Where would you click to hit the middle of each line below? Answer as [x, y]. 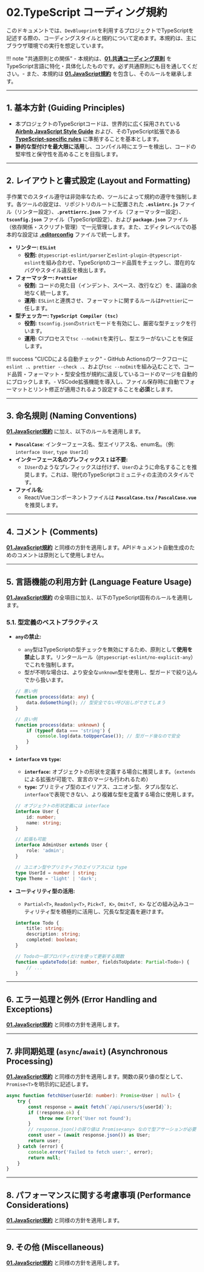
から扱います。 [48, 680]
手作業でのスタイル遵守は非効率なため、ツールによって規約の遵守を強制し [99, 196]
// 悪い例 [26, 692]
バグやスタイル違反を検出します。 [66, 270]
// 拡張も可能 [31, 839]
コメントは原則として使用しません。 [62, 555]
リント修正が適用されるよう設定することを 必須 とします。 [104, 389]
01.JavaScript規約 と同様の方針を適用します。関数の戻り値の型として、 [96, 1077]
